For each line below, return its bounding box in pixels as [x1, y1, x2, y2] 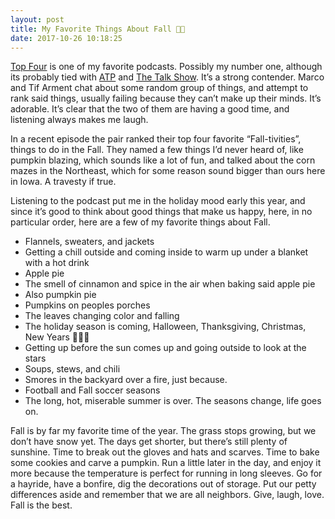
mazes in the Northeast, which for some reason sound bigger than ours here [10, 165, 326, 177]
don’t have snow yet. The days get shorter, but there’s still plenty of [10, 436, 288, 448]
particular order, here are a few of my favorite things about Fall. [10, 216, 271, 228]
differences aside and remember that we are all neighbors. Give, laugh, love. [10, 489, 325, 501]
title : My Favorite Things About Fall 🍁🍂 [10, 24, 186, 34]
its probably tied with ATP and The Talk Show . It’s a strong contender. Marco [10, 71, 325, 83]
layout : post [10, 14, 65, 25]
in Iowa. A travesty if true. [10, 176, 117, 188]
